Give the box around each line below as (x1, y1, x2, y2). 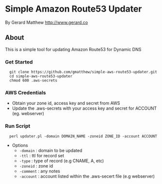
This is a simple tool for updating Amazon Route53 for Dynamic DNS (5, 46, 142, 52)
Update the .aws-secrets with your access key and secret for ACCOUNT (12, 105, 157, 111)
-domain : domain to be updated (19, 147, 82, 153)
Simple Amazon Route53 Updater (5, 3, 142, 15)
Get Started (5, 58, 33, 65)
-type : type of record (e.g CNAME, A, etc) (19, 158, 104, 164)
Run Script (5, 123, 31, 130)
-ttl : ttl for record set (19, 152, 65, 158)
